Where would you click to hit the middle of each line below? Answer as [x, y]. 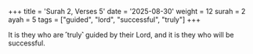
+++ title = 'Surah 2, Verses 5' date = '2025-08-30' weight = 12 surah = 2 [127, 11]
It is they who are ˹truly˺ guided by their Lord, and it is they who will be [121, 35]
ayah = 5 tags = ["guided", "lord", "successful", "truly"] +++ [105, 20]
